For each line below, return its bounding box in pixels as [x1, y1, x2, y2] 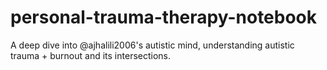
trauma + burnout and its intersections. [10, 49, 172, 61]
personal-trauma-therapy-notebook [10, 6, 318, 29]
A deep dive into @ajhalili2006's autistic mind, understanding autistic [10, 39, 295, 51]
